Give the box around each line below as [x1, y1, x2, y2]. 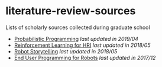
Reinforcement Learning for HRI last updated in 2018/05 [14, 42, 151, 49]
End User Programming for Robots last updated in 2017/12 [14, 54, 156, 61]
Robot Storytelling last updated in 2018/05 [14, 47, 118, 55]
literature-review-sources [5, 4, 136, 18]
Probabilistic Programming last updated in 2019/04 [14, 35, 138, 42]
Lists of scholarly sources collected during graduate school [5, 24, 150, 31]
